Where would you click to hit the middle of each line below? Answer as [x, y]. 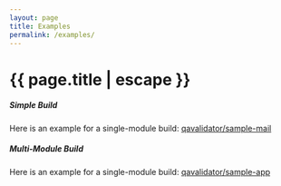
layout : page [34, 18]
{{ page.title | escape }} [100, 79]
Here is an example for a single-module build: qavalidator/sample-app [140, 171]
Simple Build [34, 105]
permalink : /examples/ [52, 34]
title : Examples [40, 26]
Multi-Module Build [47, 149]
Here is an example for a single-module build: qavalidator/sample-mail [140, 128]
